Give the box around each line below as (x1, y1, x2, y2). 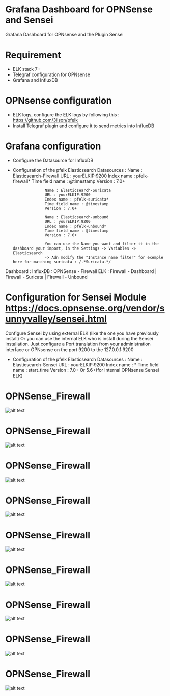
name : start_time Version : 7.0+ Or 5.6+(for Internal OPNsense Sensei (12, 367, 159, 373)
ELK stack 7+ (12, 66, 41, 72)
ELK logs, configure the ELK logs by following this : (12, 111, 120, 118)
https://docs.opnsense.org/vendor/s (5, 302, 165, 314)
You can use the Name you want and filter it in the (45, 241, 159, 246)
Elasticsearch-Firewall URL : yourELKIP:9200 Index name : (12, 172, 135, 179)
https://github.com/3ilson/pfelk (12, 117, 78, 123)
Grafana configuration (5, 140, 101, 152)
